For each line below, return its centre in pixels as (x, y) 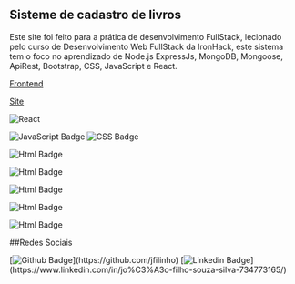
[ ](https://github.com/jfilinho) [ (97, 259)
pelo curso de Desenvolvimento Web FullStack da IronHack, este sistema (147, 46)
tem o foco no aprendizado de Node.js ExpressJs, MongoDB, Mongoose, (147, 56)
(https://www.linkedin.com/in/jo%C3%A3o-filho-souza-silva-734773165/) (148, 269)
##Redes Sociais (41, 242)
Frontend (26, 83)
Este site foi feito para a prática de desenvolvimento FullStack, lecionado (146, 36)
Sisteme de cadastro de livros (96, 15)
